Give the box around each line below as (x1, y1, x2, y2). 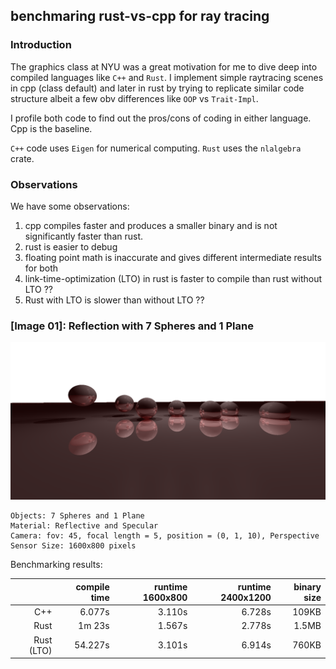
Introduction (10, 38, 72, 52)
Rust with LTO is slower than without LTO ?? (24, 294, 205, 306)
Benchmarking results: (10, 559, 103, 571)
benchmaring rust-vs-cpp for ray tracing (10, 8, 270, 25)
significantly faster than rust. (24, 230, 144, 242)
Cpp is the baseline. (10, 122, 93, 134)
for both (24, 262, 58, 274)
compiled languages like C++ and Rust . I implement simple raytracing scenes (10, 71, 324, 83)
